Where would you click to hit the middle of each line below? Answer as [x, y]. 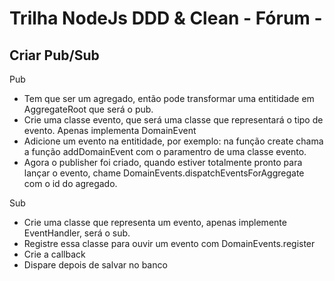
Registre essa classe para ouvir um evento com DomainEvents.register [169, 243]
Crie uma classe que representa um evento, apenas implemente [155, 222]
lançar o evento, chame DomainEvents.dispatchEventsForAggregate [164, 173]
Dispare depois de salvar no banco [95, 265]
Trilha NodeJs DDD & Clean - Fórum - [166, 18]
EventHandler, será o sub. [77, 233]
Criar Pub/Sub [54, 55]
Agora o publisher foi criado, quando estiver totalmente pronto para [163, 162]
